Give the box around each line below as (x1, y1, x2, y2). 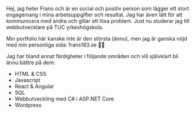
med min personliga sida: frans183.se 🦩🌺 (6, 41, 105, 48)
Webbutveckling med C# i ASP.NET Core (14, 95, 114, 102)
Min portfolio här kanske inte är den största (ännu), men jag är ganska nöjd (6, 35, 187, 42)
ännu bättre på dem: (6, 59, 56, 66)
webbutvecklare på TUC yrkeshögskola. (6, 24, 104, 31)
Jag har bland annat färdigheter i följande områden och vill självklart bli (6, 53, 179, 59)
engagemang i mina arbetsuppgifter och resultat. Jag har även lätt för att (6, 11, 183, 18)
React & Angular (14, 83, 54, 90)
